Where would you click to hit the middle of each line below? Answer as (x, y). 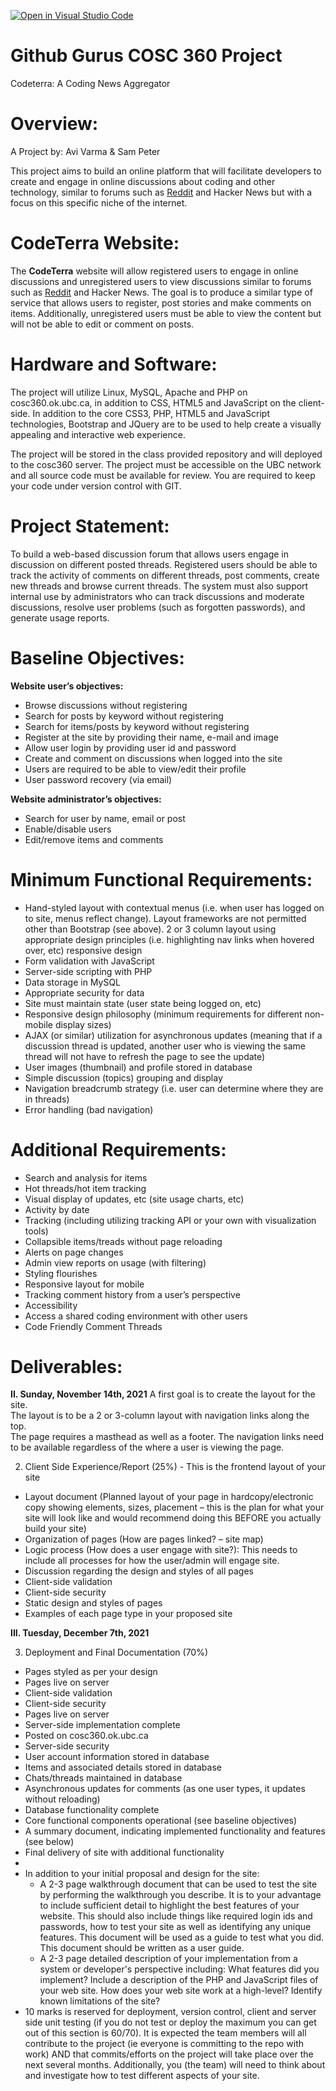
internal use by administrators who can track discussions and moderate (157, 596)
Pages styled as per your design (91, 1672)
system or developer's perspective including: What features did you (179, 1969)
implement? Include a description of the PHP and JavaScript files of (179, 1980)
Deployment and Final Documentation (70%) (116, 1652)
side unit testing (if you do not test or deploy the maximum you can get (170, 2022)
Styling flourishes (61, 1273)
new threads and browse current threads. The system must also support (159, 586)
